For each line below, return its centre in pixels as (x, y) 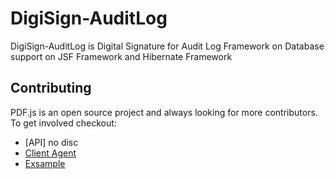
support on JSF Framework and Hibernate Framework (121, 56)
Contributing (51, 88)
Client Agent (50, 153)
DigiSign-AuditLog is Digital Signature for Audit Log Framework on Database (167, 46)
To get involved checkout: (63, 123)
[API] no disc (51, 142)
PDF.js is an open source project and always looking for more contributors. (164, 112)
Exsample (45, 163)
